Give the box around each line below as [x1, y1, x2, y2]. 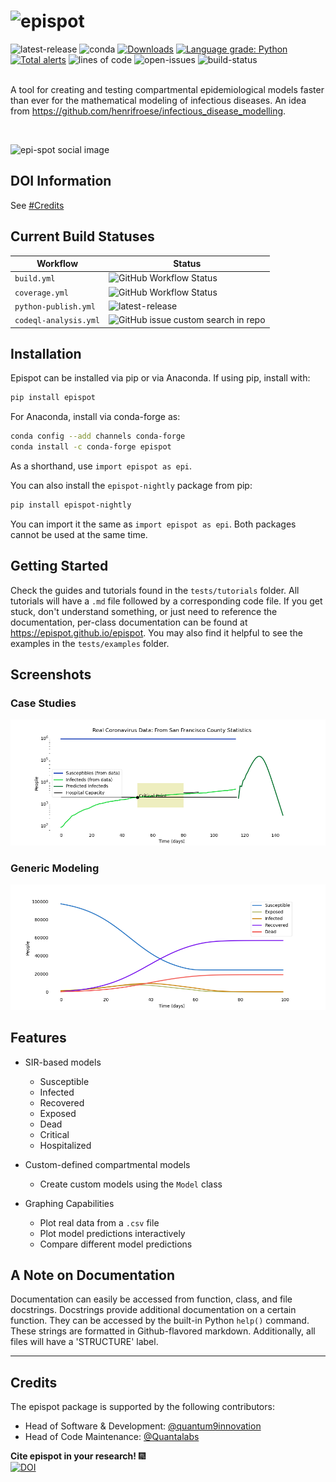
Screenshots [10, 666, 92, 684]
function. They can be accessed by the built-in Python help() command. [10, 1315, 310, 1327]
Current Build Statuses [10, 228, 155, 245]
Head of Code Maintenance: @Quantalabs [24, 1431, 200, 1443]
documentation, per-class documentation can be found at [10, 616, 248, 628]
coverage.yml [14, 288, 69, 298]
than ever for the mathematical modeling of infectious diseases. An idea [10, 94, 307, 106]
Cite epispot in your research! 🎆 [10, 1450, 147, 1462]
